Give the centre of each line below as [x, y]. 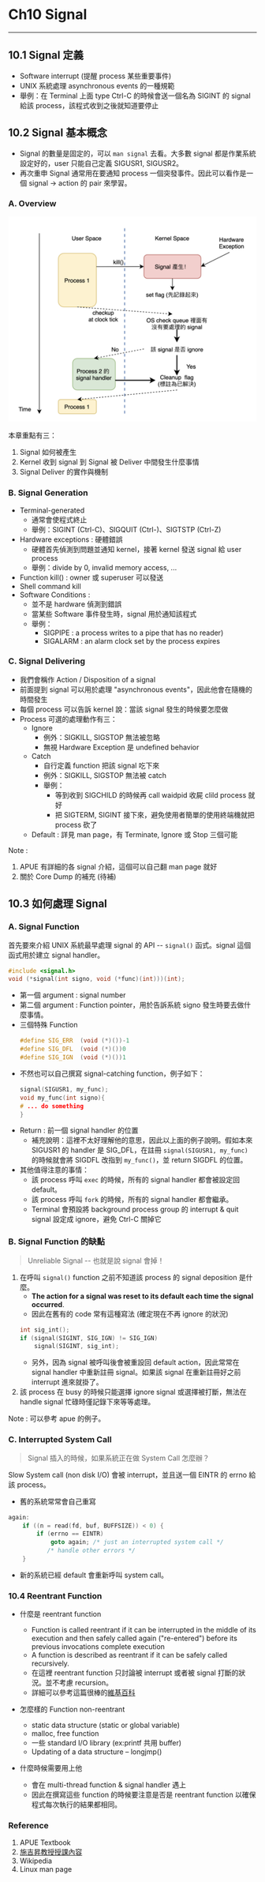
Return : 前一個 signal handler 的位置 [79, 1130]
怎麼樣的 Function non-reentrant [72, 1709]
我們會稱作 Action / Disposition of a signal [88, 679]
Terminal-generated [52, 510]
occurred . [48, 1304]
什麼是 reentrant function [60, 1614]
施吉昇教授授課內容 [51, 1852]
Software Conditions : [55, 595]
